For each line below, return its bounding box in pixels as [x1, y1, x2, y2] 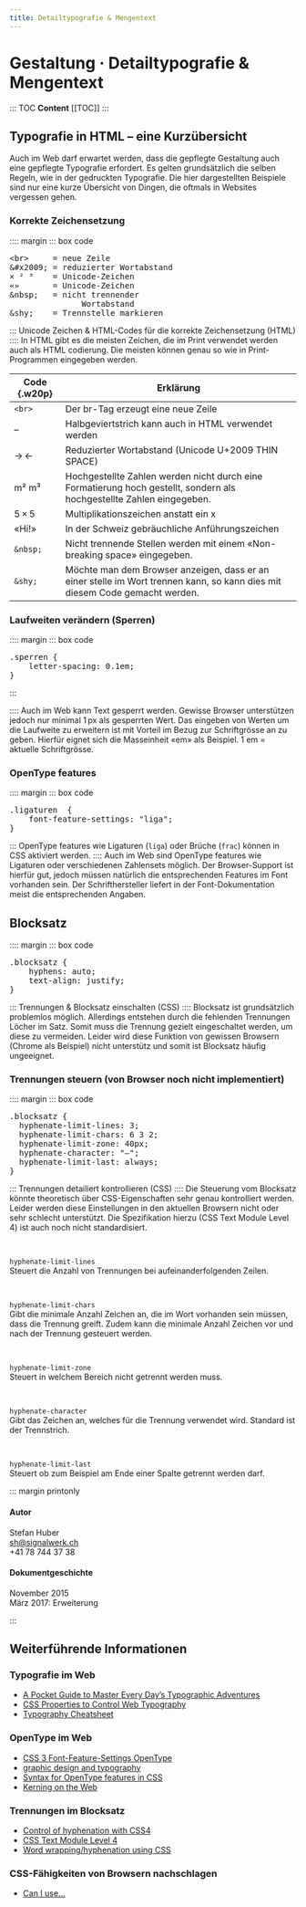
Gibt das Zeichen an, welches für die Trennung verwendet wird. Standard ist [9, 1415, 296, 1426]
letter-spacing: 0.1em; [28, 661, 135, 671]
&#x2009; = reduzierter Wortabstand [9, 262, 173, 272]
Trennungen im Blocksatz [9, 1804, 126, 1817]
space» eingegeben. [105, 549, 193, 561]
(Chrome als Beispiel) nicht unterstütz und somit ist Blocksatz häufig [9, 1041, 267, 1052]
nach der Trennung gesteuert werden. [9, 1328, 152, 1339]
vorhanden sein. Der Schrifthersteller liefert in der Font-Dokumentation [9, 879, 275, 890]
